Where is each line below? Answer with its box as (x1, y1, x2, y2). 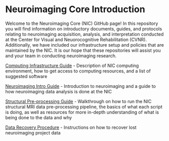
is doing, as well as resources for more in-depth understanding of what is (5, 109, 159, 115)
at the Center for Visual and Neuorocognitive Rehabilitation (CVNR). (5, 37, 147, 43)
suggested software (5, 73, 47, 79)
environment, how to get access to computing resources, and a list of (5, 67, 151, 74)
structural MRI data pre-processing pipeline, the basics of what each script (5, 103, 163, 110)
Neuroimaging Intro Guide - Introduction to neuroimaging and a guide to (5, 83, 156, 89)
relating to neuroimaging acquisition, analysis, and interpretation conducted (5, 31, 164, 37)
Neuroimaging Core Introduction (5, 4, 146, 15)
